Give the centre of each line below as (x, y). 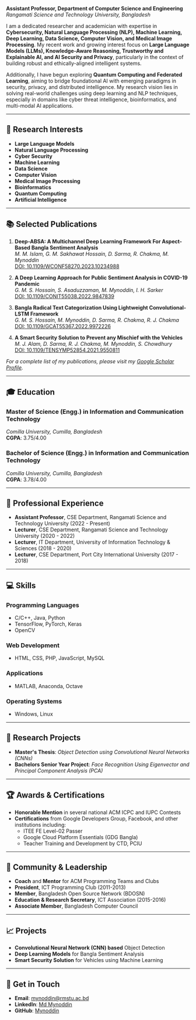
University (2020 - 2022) (45, 536)
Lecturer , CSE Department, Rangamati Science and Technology (91, 530)
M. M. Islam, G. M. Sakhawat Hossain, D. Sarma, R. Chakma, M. (92, 253)
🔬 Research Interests (45, 130)
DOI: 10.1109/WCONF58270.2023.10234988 (67, 266)
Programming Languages (43, 605)
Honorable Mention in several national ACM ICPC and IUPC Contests (98, 812)
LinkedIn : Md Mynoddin (43, 1004)
